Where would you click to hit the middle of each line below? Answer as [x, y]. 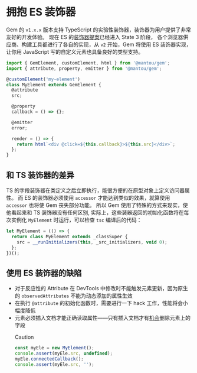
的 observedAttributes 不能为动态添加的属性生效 [73, 296]
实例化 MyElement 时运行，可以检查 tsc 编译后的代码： [76, 220]
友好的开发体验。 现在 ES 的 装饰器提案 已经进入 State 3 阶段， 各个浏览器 [95, 37]
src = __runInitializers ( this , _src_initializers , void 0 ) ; [92, 242]
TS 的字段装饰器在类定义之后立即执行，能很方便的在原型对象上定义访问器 [95, 190]
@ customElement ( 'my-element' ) [43, 79]
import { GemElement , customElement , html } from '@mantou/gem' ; [88, 63]
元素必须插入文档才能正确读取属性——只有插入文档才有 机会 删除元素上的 [102, 318]
